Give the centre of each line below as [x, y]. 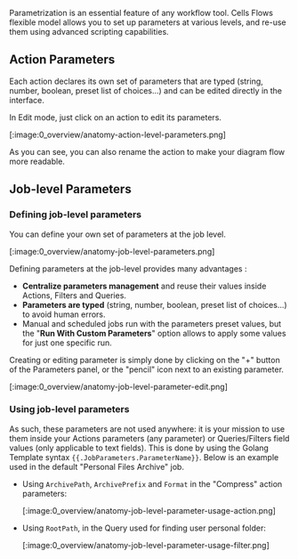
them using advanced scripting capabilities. [89, 32]
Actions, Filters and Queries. [74, 295]
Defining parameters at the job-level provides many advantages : [128, 268]
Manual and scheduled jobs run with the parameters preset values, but [152, 323]
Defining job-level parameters [76, 215]
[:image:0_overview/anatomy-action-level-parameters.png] [118, 134]
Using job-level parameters [69, 409]
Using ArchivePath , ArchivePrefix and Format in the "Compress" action [152, 483]
